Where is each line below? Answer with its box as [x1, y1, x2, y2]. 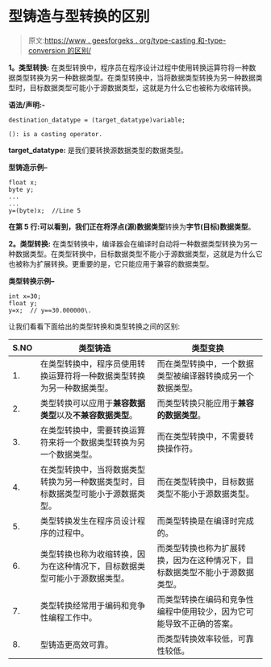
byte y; [8, 185, 35, 193]
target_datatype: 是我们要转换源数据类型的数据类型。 [8, 145, 188, 155]
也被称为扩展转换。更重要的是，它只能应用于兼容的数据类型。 [8, 259, 214, 268]
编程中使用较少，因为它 [156, 606, 246, 617]
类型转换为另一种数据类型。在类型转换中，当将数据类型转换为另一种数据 [15, 72, 256, 82]
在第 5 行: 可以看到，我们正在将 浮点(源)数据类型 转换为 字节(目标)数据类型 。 [8, 222, 256, 231]
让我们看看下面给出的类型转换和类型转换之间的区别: [8, 321, 181, 331]
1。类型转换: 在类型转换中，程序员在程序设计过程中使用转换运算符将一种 [8, 62, 249, 72]
